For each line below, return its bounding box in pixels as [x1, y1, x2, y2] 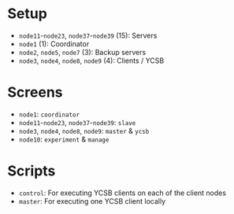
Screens [7, 83, 63, 101]
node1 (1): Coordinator [18, 39, 90, 48]
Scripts [7, 162, 56, 180]
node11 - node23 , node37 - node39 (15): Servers [18, 31, 158, 40]
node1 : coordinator [18, 109, 80, 119]
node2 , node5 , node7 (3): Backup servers [18, 47, 147, 57]
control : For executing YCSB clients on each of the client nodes [18, 188, 226, 197]
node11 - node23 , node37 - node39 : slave [18, 117, 136, 127]
